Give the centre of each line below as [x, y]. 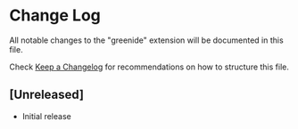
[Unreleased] [47, 95]
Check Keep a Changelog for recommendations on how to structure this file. [149, 67]
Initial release [46, 116]
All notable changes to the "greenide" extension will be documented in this [146, 40]
